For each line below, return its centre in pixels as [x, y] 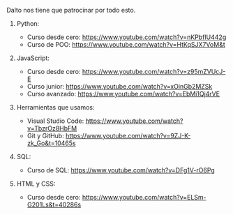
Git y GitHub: [45, 136]
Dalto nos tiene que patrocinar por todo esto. [71, 10]
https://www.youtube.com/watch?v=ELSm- [144, 197]
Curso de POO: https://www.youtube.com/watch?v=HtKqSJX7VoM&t [126, 44]
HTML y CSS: [36, 184]
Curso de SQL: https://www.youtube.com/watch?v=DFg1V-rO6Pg [121, 170]
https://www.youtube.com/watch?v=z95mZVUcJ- [154, 72]
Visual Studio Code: [55, 121]
